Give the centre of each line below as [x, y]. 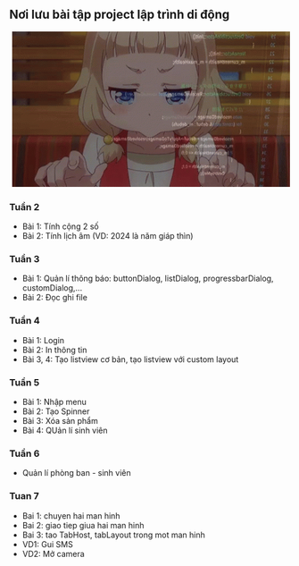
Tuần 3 [25, 259]
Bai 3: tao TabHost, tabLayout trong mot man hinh [113, 535]
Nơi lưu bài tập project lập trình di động [120, 15]
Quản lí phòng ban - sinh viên [76, 473]
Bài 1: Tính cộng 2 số [61, 226]
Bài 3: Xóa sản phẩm [60, 421]
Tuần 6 [25, 453]
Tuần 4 [25, 321]
